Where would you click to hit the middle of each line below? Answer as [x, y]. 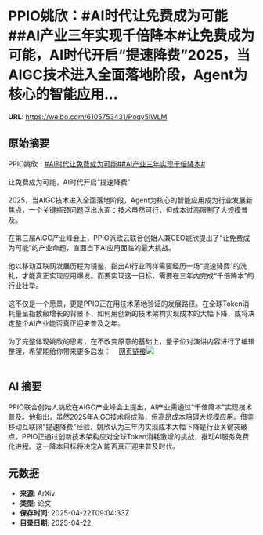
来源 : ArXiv [37, 493]
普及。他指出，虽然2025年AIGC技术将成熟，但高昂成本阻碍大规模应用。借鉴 [131, 417]
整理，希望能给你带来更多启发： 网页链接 [77, 351]
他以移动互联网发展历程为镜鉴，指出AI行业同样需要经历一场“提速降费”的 [124, 266]
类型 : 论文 [35, 504]
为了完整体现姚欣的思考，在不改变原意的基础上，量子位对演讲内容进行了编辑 [131, 341]
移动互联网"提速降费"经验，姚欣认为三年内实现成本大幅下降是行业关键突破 [128, 426]
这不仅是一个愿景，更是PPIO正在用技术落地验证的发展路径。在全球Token [125, 304]
